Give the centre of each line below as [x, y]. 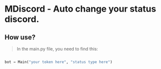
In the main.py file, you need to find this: [57, 49]
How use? [20, 37]
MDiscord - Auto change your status [80, 9]
